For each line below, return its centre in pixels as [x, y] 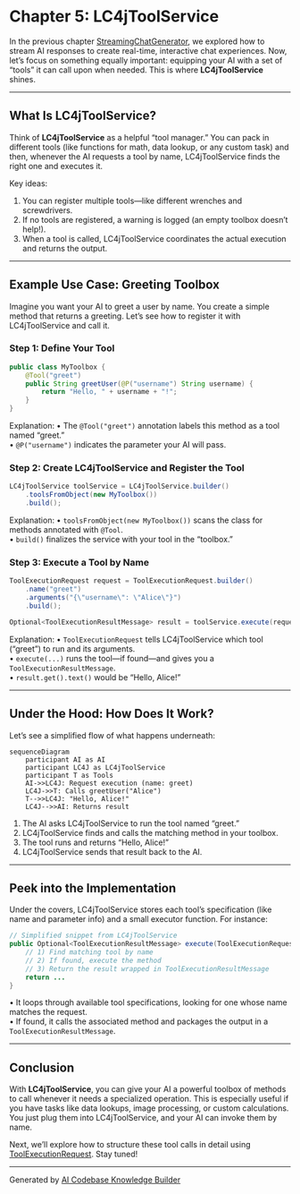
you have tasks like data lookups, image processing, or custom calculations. [149, 1108]
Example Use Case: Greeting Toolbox [115, 285]
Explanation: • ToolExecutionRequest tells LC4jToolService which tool [136, 639]
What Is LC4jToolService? [83, 116]
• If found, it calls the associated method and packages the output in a [139, 1021]
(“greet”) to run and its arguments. [72, 648]
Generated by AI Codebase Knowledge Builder [95, 1180]
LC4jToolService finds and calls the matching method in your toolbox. [150, 832]
